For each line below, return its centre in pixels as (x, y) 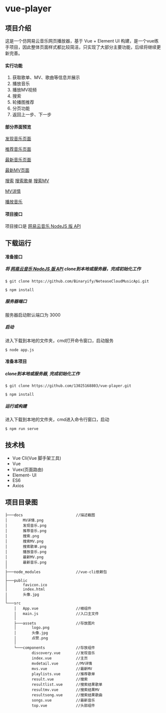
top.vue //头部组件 (63, 706)
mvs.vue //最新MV (62, 668)
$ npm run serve (22, 429)
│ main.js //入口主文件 (56, 614)
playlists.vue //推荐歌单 (63, 674)
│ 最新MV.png (24, 557)
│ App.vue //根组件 (53, 608)
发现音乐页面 (18, 139)
